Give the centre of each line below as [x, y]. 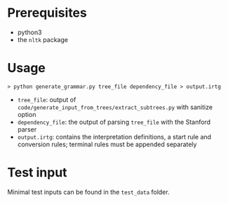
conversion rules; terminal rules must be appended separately [107, 144]
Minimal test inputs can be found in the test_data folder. [88, 192]
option [27, 114]
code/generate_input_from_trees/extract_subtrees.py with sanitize [115, 107]
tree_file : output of [47, 99]
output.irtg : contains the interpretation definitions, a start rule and [114, 136]
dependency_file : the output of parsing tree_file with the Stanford [114, 122]
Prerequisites [47, 13]
